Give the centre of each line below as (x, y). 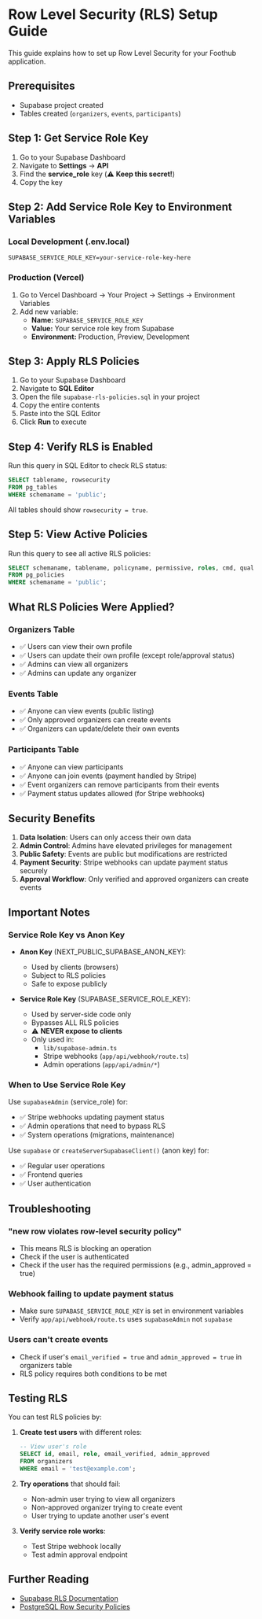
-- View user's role (53, 1447)
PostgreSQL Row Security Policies (75, 1606)
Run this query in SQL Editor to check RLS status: (87, 466)
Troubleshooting (50, 1209)
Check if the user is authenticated (74, 1257)
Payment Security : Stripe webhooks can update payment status (124, 862)
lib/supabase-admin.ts (80, 1049)
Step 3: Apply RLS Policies (74, 361)
